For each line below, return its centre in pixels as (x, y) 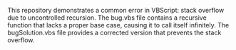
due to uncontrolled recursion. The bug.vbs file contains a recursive (107, 18)
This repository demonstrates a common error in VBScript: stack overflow (116, 10)
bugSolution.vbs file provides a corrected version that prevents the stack (114, 32)
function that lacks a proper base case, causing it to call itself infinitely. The (118, 25)
